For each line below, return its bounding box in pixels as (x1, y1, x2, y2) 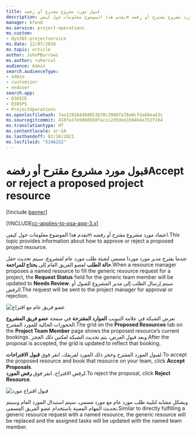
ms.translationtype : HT (6, 123, 64, 129)
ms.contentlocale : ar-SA (6, 128, 66, 134)
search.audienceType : (6, 68, 59, 74)
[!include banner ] (6, 208, 48, 215)
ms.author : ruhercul (6, 57, 57, 63)
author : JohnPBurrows (6, 52, 59, 58)
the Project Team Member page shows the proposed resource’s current (6, 327, 180, 334)
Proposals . (6, 363, 33, 370)
